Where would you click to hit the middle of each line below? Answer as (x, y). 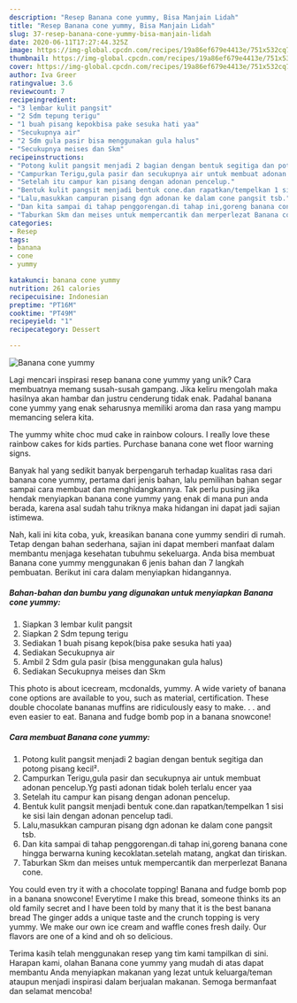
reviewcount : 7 (37, 91)
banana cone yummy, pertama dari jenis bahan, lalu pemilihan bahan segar (146, 480)
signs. (20, 453)
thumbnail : (29, 58)
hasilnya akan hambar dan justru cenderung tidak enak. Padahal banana (141, 398)
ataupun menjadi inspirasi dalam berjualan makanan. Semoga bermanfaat (143, 981)
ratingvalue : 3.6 (41, 83)
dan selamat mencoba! (51, 991)
